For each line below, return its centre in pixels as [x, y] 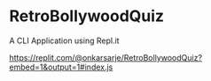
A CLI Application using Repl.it [64, 40]
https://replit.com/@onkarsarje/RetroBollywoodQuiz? [105, 57]
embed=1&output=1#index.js [61, 67]
